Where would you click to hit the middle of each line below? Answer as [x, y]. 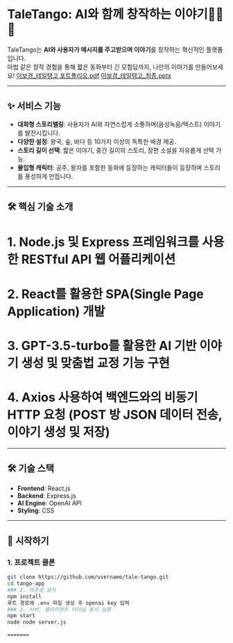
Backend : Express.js [46, 496]
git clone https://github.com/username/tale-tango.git [88, 577]
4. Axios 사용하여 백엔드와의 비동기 [103, 397]
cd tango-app [26, 584]
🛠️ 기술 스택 [31, 468]
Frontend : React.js [44, 488]
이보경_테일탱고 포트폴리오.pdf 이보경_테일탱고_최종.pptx [94, 75]
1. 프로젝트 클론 [31, 562]
